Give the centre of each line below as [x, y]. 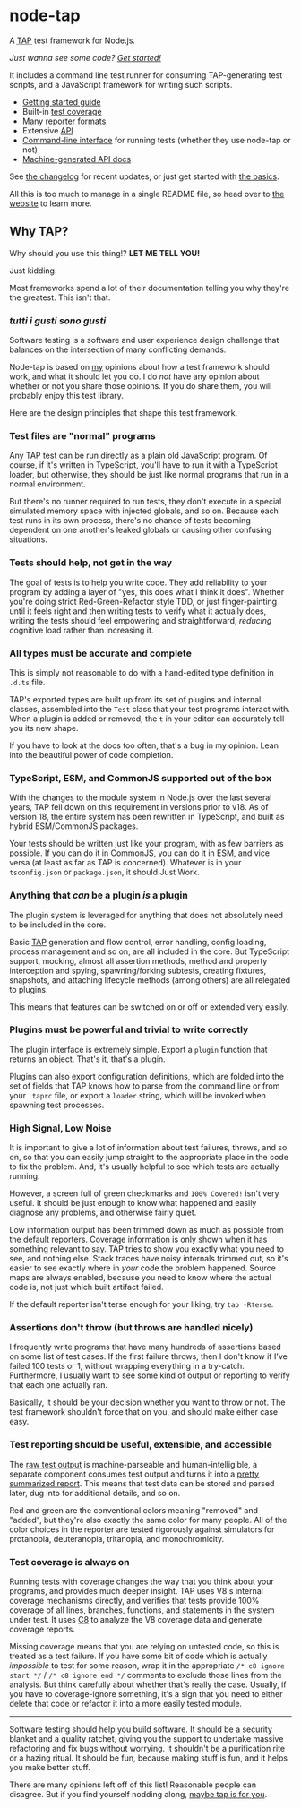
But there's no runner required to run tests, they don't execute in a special [146, 502]
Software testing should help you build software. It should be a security [141, 1729]
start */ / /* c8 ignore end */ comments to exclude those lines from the [146, 1675]
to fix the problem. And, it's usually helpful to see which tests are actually [144, 1167]
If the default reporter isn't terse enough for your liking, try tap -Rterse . [142, 1304]
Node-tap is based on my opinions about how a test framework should [140, 367]
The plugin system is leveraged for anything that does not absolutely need [146, 915]
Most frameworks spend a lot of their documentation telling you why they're [149, 288]
